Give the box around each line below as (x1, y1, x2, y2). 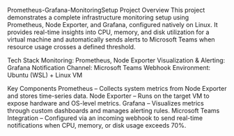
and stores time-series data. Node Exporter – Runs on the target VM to (7, 92, 210, 100)
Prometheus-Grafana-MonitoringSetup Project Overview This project (7, 6, 205, 14)
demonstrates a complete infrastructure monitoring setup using (7, 13, 189, 22)
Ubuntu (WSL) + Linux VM (7, 71, 83, 79)
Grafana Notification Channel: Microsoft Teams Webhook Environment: (7, 64, 211, 71)
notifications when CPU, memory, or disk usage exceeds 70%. (7, 121, 187, 129)
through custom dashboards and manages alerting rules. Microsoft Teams (7, 107, 220, 114)
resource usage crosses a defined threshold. (7, 43, 136, 51)
